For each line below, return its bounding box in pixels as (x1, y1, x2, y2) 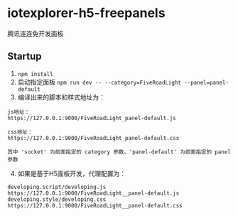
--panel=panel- (184, 79, 229, 86)
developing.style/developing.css (7, 195, 107, 203)
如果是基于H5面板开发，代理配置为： (17, 169, 126, 178)
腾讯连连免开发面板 (7, 29, 64, 38)
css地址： (7, 128, 33, 136)
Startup (7, 50, 42, 63)
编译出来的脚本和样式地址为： (17, 92, 105, 101)
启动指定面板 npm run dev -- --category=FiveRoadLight (17, 77, 181, 86)
